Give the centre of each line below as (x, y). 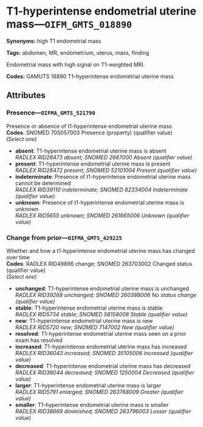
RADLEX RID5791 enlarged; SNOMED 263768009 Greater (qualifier (99, 392)
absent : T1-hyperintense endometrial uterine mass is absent (91, 151)
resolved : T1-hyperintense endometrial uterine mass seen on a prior (101, 333)
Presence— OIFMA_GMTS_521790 (51, 113)
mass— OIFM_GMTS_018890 (69, 24)
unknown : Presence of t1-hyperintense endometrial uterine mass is (99, 203)
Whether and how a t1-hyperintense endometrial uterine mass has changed (101, 251)
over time (18, 257)
